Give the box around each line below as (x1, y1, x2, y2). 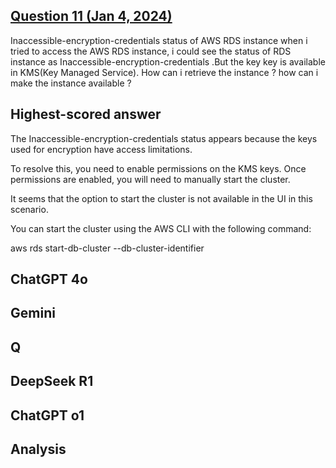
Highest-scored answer (10, 106, 162, 123)
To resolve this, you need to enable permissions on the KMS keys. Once (10, 162, 307, 174)
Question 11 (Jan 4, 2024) (10, 8, 173, 25)
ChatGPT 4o (10, 271, 88, 288)
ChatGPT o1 (10, 407, 85, 424)
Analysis (10, 440, 67, 458)
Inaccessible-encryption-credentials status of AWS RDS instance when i (10, 34, 308, 46)
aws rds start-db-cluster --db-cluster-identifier (10, 242, 205, 254)
